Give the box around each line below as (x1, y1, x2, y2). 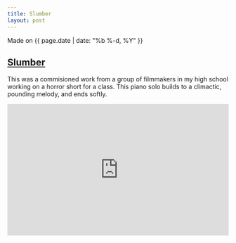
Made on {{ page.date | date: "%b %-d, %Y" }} (7, 36, 143, 44)
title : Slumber (7, 10, 52, 18)
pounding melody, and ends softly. (7, 90, 107, 98)
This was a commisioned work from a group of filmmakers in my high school (7, 75, 228, 84)
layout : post (7, 17, 46, 24)
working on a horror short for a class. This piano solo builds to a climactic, (7, 82, 222, 91)
